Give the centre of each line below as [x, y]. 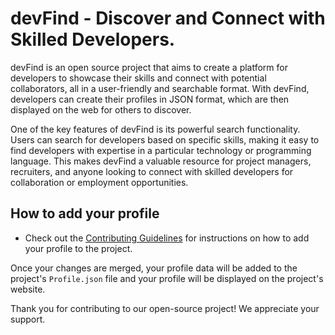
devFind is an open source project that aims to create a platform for [149, 67]
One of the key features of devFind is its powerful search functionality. [155, 129]
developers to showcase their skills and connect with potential [138, 78]
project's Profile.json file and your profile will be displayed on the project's [167, 278]
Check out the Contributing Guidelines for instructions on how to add [167, 238]
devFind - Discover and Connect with [168, 18]
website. [28, 289]
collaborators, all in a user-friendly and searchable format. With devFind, [160, 88]
